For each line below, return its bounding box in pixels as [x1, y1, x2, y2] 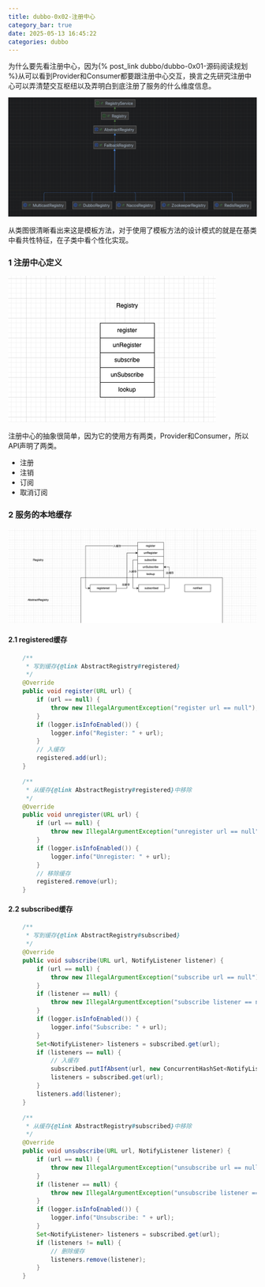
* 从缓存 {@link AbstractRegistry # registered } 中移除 [25, 785, 192, 794]
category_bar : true [8, 21, 73, 29]
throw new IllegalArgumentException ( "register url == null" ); [50, 704, 259, 712]
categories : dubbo [8, 38, 69, 46]
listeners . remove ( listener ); [50, 1255, 147, 1263]
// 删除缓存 [50, 1247, 85, 1255]
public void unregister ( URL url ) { [22, 811, 140, 819]
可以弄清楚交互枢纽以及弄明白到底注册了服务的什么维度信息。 [14, 81, 215, 91]
